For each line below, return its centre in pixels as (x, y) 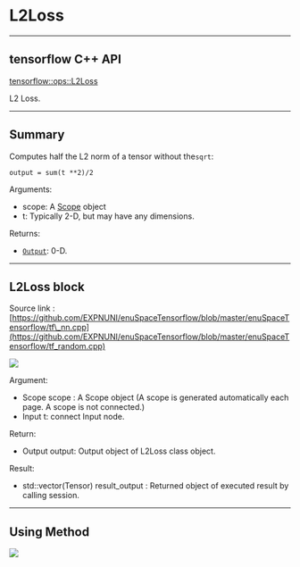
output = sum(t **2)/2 (51, 172)
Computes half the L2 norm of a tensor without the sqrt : (112, 156)
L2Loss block (47, 287)
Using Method (50, 532)
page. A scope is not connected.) (83, 407)
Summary (37, 135)
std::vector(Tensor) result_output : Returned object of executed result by (155, 486)
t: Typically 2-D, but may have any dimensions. (108, 216)
